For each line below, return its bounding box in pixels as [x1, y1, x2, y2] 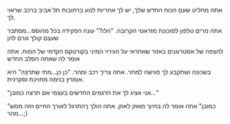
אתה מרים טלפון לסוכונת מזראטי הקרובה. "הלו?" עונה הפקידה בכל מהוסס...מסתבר [7, 27, 222, 34]
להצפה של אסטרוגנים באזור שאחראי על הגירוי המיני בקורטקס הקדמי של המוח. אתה [7, 48, 224, 55]
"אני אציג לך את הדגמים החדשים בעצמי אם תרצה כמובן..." [7, 89, 160, 96]
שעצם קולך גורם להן [7, 34, 59, 42]
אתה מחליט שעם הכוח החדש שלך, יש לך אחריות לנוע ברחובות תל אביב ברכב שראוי [7, 6, 222, 14]
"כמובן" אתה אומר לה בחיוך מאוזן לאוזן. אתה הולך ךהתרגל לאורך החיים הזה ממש [7, 102, 216, 110]
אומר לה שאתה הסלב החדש [7, 54, 81, 63]
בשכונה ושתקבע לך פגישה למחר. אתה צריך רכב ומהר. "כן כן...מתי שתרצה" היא [7, 68, 211, 76]
